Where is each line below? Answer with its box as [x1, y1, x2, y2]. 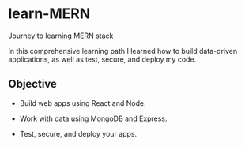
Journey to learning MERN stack [8, 31, 114, 40]
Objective [8, 77, 58, 91]
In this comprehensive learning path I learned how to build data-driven [8, 46, 238, 55]
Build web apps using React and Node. [19, 98, 146, 107]
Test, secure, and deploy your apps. [19, 129, 138, 138]
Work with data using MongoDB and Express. [19, 114, 168, 123]
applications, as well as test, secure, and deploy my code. [8, 54, 197, 64]
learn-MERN [8, 5, 91, 23]
